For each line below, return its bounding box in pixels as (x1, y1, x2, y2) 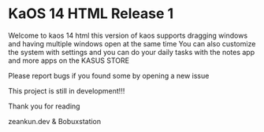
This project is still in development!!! (8, 86, 125, 95)
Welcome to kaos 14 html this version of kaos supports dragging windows (8, 31, 248, 40)
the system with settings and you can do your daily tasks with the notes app (8, 47, 255, 57)
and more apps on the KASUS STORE (8, 56, 130, 65)
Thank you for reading (8, 101, 80, 111)
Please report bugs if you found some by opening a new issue (8, 71, 210, 80)
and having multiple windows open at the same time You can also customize (8, 38, 256, 48)
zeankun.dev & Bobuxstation (8, 116, 102, 126)
